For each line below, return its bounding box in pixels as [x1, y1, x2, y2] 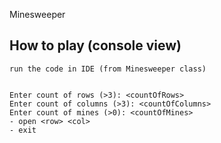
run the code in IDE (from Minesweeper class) [9, 64, 207, 74]
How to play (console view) [9, 37, 182, 54]
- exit [9, 125, 37, 135]
